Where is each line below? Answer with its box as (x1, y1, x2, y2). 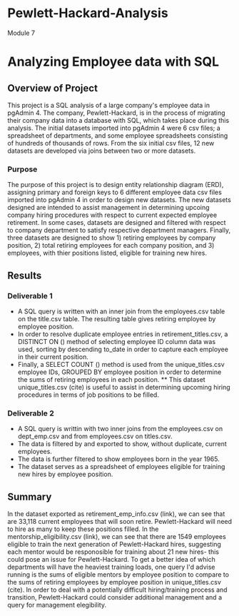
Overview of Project (7, 82, 98, 94)
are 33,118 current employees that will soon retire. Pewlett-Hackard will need (7, 517, 233, 526)
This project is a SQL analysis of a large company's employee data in (7, 101, 210, 109)
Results (7, 269, 42, 281)
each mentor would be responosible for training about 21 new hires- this (7, 547, 220, 556)
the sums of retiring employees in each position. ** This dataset (17, 375, 205, 383)
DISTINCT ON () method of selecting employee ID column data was (17, 337, 216, 345)
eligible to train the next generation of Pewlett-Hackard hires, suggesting (7, 540, 221, 549)
